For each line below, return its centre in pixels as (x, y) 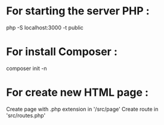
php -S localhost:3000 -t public (45, 28)
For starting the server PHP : (78, 11)
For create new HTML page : (78, 92)
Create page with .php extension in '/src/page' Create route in (82, 109)
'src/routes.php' (26, 115)
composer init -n (27, 68)
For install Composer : (62, 52)
